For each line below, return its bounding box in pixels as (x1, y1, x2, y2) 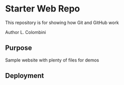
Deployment (5, 71, 44, 80)
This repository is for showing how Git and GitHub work (5, 19, 119, 25)
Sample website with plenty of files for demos (5, 57, 100, 63)
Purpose (5, 43, 32, 52)
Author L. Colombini (5, 29, 46, 35)
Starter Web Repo (5, 3, 80, 14)
